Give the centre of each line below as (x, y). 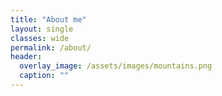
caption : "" (44, 76)
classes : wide (40, 38)
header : (26, 57)
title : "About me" (48, 19)
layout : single (42, 29)
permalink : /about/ (51, 47)
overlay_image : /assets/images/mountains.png (116, 66)
